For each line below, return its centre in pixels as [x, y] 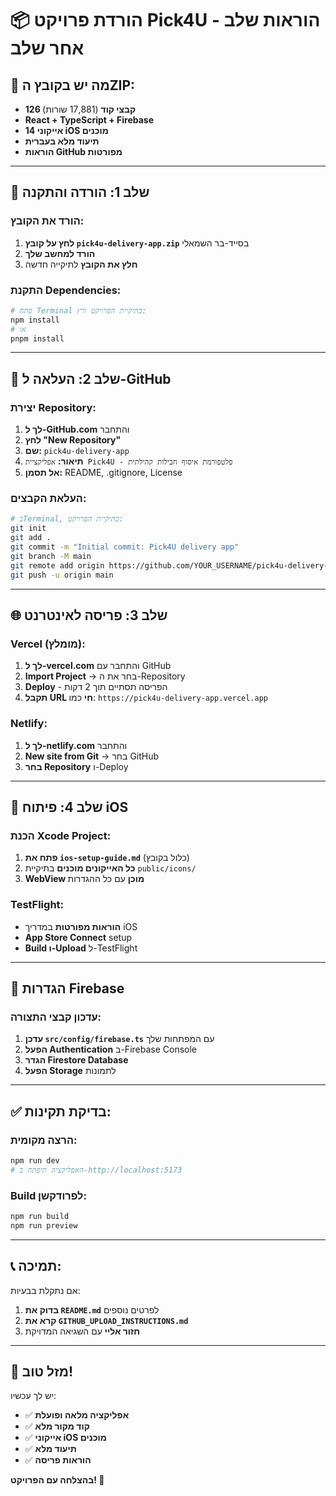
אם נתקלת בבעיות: [45, 1290]
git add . [31, 538]
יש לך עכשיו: [33, 1396]
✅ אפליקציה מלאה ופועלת [77, 1415]
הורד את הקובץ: [47, 221]
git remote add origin [57, 565]
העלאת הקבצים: [48, 499]
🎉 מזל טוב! [42, 1371]
